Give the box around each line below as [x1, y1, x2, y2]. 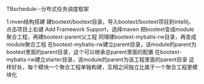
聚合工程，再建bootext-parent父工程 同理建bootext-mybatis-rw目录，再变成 [6, 33, 197, 40]
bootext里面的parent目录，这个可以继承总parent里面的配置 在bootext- [6, 48, 182, 56]
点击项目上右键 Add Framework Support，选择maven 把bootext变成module [6, 26, 194, 33]
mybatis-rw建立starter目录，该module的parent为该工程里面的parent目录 [6, 56, 188, 63]
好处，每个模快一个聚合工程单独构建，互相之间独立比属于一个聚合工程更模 [11, 63, 198, 71]
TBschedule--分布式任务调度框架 [6, 5, 89, 12]
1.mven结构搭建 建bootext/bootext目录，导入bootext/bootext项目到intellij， [6, 18, 194, 25]
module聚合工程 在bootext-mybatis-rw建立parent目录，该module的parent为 [6, 41, 197, 48]
